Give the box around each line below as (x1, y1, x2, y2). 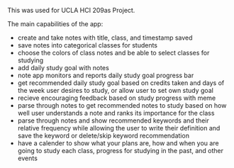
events (17, 154, 38, 162)
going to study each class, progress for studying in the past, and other (17, 147, 224, 155)
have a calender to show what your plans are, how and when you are (17, 139, 219, 147)
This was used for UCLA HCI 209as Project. (7, 6, 135, 14)
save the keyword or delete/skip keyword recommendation (17, 131, 190, 140)
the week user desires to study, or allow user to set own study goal (17, 86, 214, 94)
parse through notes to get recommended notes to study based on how (17, 101, 227, 109)
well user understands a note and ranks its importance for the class (17, 109, 215, 117)
